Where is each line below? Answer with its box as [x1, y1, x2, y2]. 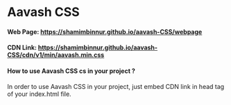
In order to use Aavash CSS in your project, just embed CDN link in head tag [7, 82, 225, 90]
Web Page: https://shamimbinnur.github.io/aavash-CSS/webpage [7, 27, 203, 35]
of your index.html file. [7, 90, 71, 98]
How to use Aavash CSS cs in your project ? [7, 67, 135, 75]
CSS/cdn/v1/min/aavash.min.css [7, 51, 105, 59]
